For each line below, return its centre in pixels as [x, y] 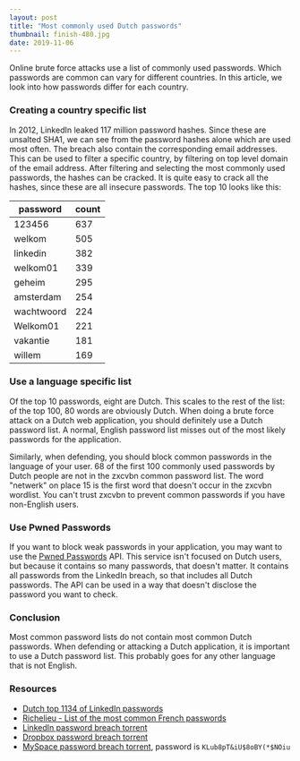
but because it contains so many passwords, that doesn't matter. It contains [149, 566]
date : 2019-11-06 [42, 43]
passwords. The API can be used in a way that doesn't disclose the [133, 585]
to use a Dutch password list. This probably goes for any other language [142, 656]
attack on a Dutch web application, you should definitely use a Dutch [136, 420]
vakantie [32, 340]
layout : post [34, 17]
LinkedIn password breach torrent [85, 727]
